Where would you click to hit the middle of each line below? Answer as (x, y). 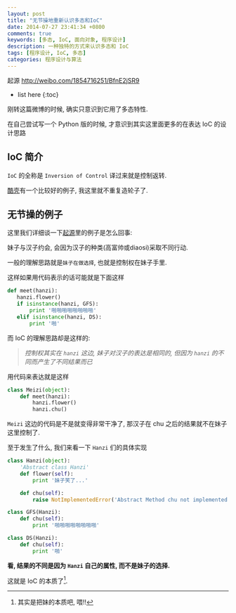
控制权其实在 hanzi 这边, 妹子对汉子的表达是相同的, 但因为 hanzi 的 (121, 353)
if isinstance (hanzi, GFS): (58, 304)
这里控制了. (24, 432)
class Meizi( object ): (39, 390)
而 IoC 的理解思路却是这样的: (49, 337)
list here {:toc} (38, 94)
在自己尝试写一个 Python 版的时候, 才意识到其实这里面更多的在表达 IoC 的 (114, 124)
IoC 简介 (25, 157)
